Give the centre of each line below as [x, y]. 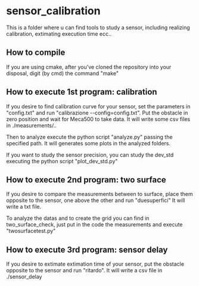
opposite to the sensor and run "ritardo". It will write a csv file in [84, 271]
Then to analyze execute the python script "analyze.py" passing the [89, 137]
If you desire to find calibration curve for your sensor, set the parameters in [98, 106]
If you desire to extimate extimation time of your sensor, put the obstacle [95, 264]
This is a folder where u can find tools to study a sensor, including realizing [98, 27]
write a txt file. [24, 207]
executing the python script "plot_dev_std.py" [62, 161]
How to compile [36, 53]
